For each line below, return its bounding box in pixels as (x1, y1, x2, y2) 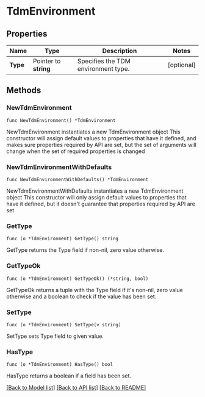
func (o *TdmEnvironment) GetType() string (6, 236, 119, 242)
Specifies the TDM (77, 57, 131, 65)
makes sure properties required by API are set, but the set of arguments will (6, 141, 196, 148)
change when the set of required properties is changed (6, 148, 145, 155)
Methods (6, 85, 41, 96)
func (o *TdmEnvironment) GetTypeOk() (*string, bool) (6, 276, 149, 282)
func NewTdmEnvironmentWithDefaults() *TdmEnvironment (6, 176, 149, 182)
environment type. (77, 65, 130, 73)
